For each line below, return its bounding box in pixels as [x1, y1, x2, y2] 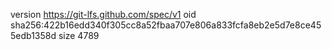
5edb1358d [10, 30, 57, 41]
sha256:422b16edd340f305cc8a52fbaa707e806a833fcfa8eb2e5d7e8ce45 [10, 19, 322, 31]
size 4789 [58, 30, 100, 41]
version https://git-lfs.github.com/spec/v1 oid [10, 9, 197, 20]
